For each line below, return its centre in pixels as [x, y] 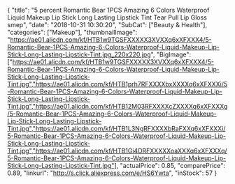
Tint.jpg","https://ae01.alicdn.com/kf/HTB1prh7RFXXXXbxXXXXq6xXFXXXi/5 [117, 84]
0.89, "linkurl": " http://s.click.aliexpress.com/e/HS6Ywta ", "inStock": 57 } [112, 173]
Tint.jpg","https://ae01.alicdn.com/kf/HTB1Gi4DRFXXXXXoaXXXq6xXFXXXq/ [117, 151]
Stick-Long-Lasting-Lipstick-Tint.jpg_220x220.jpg [79, 54]
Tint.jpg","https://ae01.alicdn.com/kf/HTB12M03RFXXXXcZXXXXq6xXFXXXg [117, 106]
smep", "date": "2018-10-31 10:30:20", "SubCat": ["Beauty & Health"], [107, 25]
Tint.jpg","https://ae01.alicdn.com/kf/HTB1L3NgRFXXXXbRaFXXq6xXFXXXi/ [116, 129]
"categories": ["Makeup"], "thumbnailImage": [72, 32]
